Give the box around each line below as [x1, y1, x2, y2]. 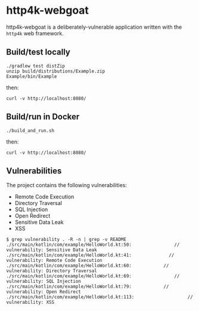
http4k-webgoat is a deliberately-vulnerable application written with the [6, 23, 182, 31]
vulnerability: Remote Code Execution [6, 258, 102, 264]
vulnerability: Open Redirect [6, 289, 82, 295]
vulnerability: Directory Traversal [6, 268, 97, 274]
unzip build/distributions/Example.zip [6, 68, 105, 74]
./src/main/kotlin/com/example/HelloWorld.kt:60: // [6, 263, 169, 269]
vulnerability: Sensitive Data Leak [6, 247, 97, 253]
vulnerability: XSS [6, 300, 55, 306]
